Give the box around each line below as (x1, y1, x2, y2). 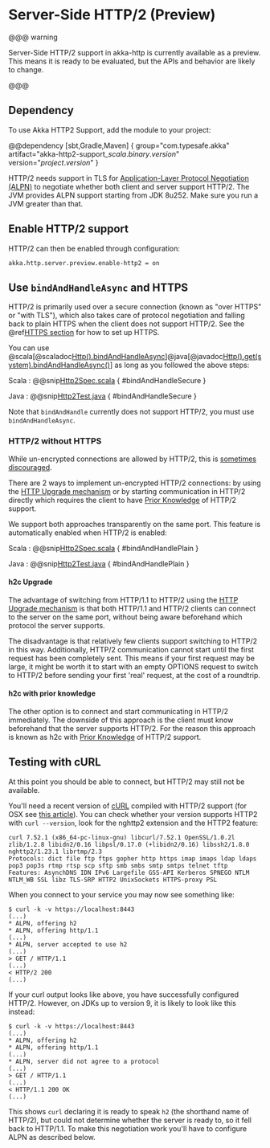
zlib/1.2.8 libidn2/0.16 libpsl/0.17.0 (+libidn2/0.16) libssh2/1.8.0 (8, 840, 250, 848)
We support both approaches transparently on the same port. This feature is (8, 519, 261, 529)
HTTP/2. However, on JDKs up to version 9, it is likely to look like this (8, 998, 237, 1007)
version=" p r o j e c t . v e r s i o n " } (8, 157, 99, 167)
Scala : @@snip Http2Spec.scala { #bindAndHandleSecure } (8, 376, 207, 386)
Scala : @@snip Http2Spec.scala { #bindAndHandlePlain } (8, 543, 199, 553)
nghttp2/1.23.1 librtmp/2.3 (8, 848, 103, 856)
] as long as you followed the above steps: (109, 360, 250, 370)
